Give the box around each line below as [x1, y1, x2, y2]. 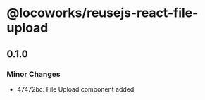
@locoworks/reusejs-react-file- [6, 5, 199, 21]
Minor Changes [6, 69, 61, 79]
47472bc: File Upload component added [16, 85, 135, 93]
